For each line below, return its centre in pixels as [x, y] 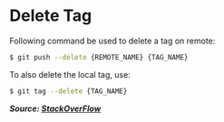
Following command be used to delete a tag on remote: [112, 41]
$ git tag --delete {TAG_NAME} [68, 91]
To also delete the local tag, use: [70, 74]
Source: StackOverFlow [55, 108]
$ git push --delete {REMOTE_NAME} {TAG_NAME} [99, 57]
